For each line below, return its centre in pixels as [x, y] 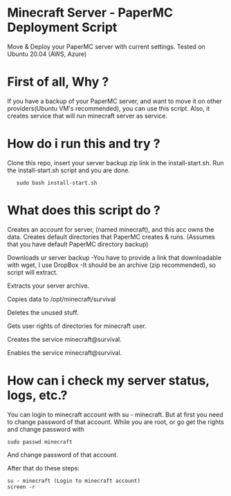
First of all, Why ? [58, 82]
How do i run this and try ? [84, 144]
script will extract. [33, 272]
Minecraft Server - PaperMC [90, 13]
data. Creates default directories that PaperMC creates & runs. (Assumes [111, 237]
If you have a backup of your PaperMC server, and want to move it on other [115, 101]
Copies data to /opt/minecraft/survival [62, 299]
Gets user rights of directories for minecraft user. [77, 326]
